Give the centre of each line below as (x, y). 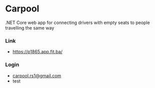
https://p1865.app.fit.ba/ (37, 52)
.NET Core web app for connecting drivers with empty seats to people (78, 22)
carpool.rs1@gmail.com (37, 75)
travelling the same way (30, 27)
